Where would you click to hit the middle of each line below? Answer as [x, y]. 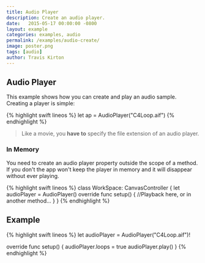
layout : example [27, 29]
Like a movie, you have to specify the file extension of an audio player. [110, 134]
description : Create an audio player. [56, 18]
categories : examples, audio [43, 35]
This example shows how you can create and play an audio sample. [91, 97]
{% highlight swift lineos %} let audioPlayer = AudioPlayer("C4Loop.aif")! [99, 235]
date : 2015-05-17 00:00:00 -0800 [52, 23]
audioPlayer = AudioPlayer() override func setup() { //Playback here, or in [99, 194]
